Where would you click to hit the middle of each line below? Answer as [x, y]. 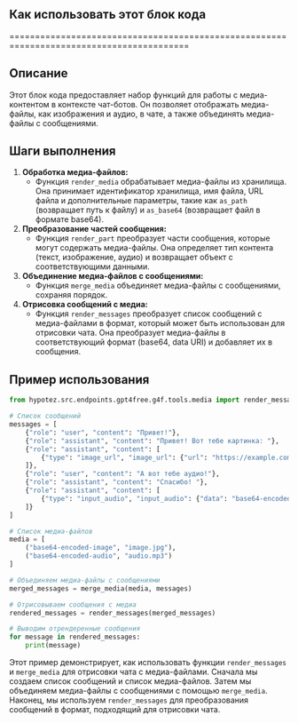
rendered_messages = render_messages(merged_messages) [113, 613]
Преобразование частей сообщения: [94, 229]
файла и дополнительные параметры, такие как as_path [141, 201]
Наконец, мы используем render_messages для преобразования [129, 700]
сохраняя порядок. [71, 295]
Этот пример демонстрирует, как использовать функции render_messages [148, 662]
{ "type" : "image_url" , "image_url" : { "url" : [125, 457]
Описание [39, 73]
